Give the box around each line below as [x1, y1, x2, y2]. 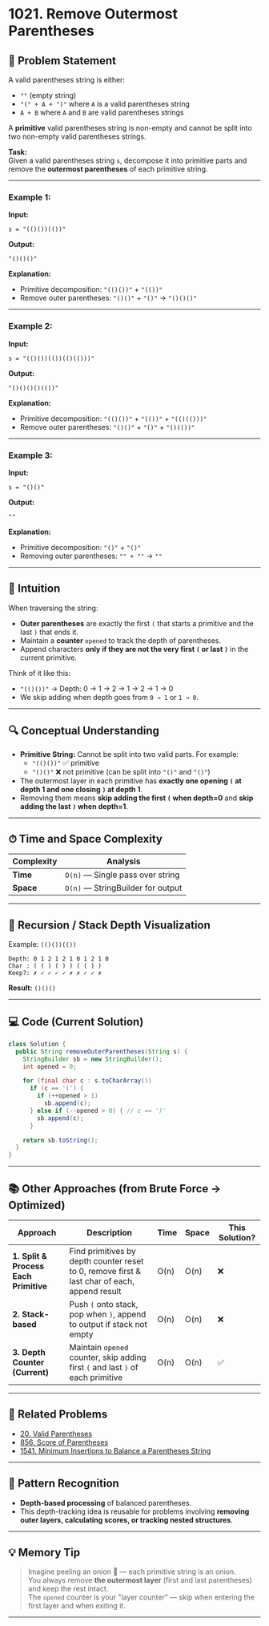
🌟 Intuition [8, 582, 61, 596]
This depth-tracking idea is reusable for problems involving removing [19, 1507, 250, 1516]
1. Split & [12, 1251, 48, 1262]
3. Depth [12, 1347, 46, 1358]
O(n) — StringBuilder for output [65, 883, 183, 894]
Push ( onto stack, [69, 1299, 139, 1310]
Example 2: [8, 321, 53, 332]
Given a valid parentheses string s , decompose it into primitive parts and [8, 156, 247, 165]
